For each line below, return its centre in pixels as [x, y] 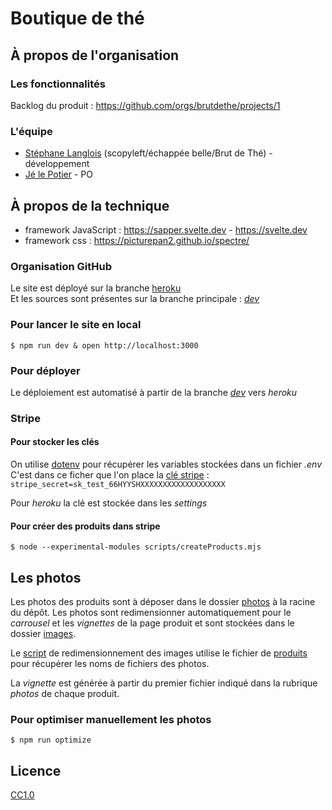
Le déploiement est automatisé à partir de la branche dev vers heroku [154, 392]
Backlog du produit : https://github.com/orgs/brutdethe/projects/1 [145, 105]
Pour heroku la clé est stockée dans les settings [109, 503]
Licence [36, 770]
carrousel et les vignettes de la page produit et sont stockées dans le [152, 623]
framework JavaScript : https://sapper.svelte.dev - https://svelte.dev [166, 229]
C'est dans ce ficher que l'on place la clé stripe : [110, 475]
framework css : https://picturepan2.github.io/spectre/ [137, 240]
